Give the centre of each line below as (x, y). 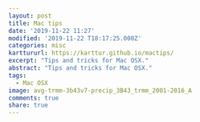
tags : (17, 75)
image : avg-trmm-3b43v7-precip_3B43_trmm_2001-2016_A (100, 90)
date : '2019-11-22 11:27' (51, 31)
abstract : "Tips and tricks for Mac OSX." (80, 68)
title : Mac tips (35, 23)
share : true (28, 105)
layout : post (30, 16)
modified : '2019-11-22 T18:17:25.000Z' (75, 38)
